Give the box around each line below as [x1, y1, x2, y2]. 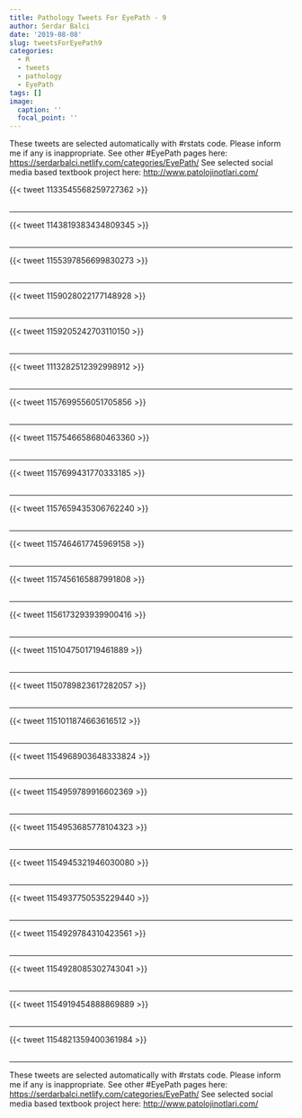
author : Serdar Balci [9, 22, 91, 31]
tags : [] [9, 88, 42, 97]
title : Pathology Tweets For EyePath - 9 [9, 13, 167, 22]
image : [9, 96, 34, 106]
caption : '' [17, 105, 63, 114]
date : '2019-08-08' [9, 30, 83, 39]
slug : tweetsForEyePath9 [9, 38, 102, 48]
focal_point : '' [17, 113, 78, 122]
